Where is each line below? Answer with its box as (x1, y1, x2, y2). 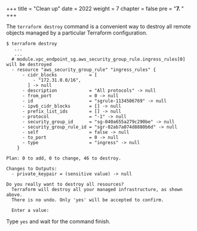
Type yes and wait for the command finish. (6, 218, 110, 225)
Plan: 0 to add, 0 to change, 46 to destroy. (6, 155, 121, 161)
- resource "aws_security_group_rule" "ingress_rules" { (11, 67, 156, 73)
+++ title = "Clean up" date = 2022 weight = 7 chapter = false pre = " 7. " (6, 5, 184, 12)
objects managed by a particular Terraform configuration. (6, 29, 147, 36)
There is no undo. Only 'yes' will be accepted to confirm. (11, 197, 164, 203)
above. (6, 192, 23, 198)
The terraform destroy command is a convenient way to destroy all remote (6, 23, 191, 30)
